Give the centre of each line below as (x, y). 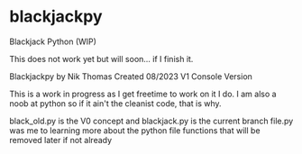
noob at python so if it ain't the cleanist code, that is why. (116, 103)
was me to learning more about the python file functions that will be (135, 130)
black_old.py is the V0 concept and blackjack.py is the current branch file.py (151, 121)
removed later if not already (61, 140)
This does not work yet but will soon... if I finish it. (101, 59)
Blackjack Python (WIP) (53, 41)
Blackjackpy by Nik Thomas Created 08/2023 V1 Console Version (131, 76)
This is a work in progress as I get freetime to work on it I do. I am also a (143, 94)
